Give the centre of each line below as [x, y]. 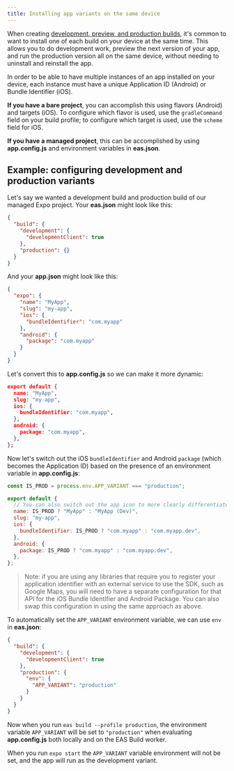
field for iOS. [25, 127]
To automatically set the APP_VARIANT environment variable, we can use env [114, 620]
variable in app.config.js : [44, 473]
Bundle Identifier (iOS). [40, 91]
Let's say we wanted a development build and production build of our [107, 198]
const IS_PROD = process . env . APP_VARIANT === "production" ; [96, 486]
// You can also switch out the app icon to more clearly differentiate [121, 505]
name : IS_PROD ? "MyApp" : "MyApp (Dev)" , [76, 512]
